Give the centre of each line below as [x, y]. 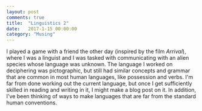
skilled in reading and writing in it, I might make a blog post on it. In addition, [101, 90]
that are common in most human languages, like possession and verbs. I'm [100, 77]
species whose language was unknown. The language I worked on [89, 65]
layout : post [23, 12]
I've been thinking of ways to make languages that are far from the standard [101, 97]
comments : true [25, 17]
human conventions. [32, 103]
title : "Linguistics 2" [38, 23]
